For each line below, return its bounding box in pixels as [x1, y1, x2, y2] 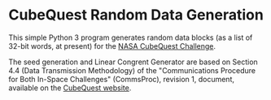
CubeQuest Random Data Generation [8, 6, 264, 24]
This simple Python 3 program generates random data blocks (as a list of [8, 33, 253, 42]
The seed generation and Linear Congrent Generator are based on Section [8, 57, 258, 67]
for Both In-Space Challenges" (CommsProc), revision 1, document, [8, 74, 234, 84]
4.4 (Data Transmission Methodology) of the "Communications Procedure [8, 65, 256, 75]
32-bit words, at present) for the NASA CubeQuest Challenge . [8, 41, 216, 50]
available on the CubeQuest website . [8, 83, 132, 93]
